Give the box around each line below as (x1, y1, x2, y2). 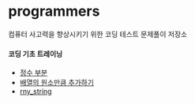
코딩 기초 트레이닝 (8, 49, 63, 58)
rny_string (19, 87, 53, 96)
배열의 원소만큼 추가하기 (19, 78, 95, 87)
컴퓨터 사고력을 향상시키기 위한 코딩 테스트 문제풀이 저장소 (8, 29, 188, 39)
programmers (8, 2, 100, 20)
